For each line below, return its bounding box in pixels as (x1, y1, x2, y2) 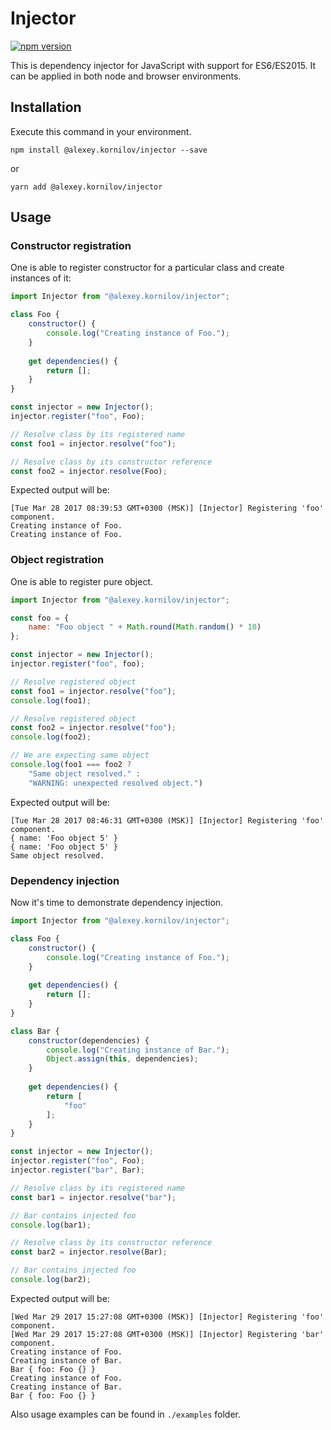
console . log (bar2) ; (10, 1275, 92, 1285)
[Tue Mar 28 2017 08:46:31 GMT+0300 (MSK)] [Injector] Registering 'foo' (10, 815, 325, 826)
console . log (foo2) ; (10, 732, 92, 742)
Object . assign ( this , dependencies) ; (46, 1054, 199, 1064)
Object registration (10, 553, 105, 567)
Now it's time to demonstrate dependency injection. (10, 897, 224, 909)
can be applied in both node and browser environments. (10, 70, 242, 82)
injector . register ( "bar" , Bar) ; (10, 1165, 145, 1176)
